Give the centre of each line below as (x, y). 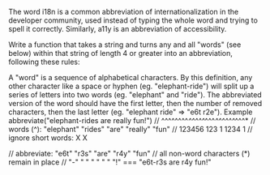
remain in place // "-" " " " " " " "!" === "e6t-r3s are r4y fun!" (110, 162)
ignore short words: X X (48, 138)
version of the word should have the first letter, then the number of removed (135, 103)
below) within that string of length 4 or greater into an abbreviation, (121, 53)
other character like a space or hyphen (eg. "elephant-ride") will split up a (131, 86)
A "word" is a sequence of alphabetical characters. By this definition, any (131, 77)
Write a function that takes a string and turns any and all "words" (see (125, 45)
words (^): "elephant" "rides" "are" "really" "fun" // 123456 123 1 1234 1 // (131, 129)
